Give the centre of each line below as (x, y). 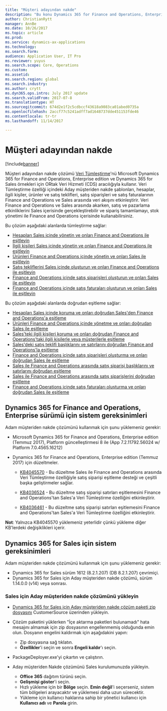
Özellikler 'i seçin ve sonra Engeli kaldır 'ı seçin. (68, 648)
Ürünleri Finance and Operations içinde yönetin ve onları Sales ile (79, 256)
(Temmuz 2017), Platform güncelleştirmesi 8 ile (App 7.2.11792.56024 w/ (86, 442)
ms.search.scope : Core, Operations (42, 65)
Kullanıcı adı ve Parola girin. (49, 703)
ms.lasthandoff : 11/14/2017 (34, 121)
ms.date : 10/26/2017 (27, 28)
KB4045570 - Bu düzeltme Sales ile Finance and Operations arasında (91, 472)
